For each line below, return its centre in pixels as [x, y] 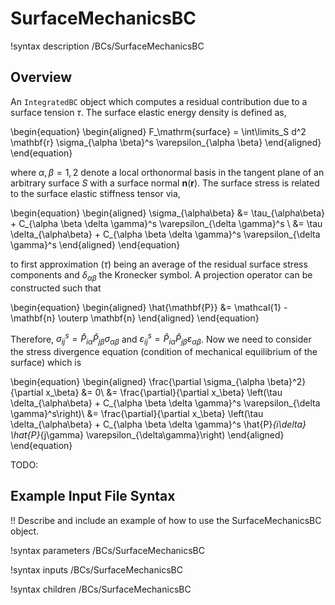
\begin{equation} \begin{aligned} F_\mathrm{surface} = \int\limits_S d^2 [158, 131]
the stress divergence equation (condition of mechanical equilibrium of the [164, 351]
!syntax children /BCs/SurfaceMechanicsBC [101, 589]
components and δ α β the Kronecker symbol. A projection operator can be [161, 275]
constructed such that [56, 288]
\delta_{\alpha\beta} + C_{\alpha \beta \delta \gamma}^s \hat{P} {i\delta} [158, 424]
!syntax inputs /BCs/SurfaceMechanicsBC [96, 569]
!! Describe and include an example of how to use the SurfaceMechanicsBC [166, 520]
